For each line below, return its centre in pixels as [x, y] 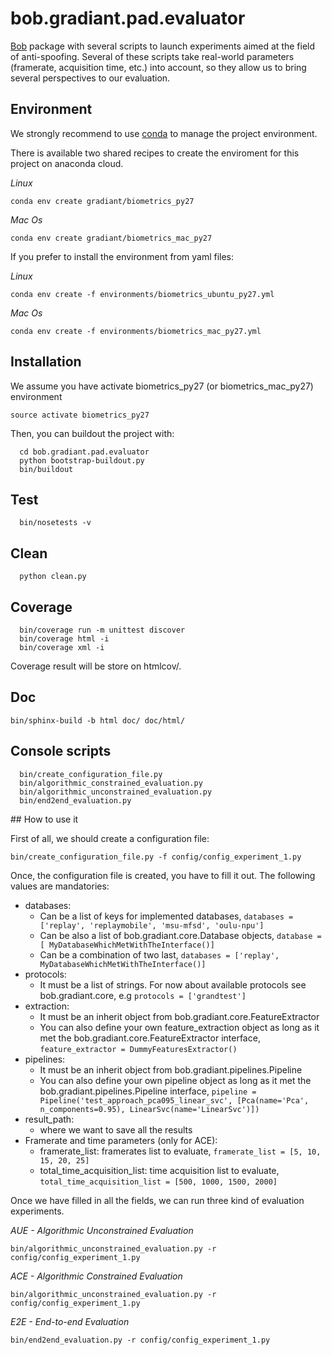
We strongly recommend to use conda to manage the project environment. [164, 133]
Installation [46, 362]
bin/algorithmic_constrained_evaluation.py [111, 783]
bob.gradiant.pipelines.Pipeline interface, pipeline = [148, 1091]
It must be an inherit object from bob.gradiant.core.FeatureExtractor [179, 1016]
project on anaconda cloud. [67, 163]
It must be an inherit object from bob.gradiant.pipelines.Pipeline [171, 1069]
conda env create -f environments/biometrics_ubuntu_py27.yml [142, 294]
